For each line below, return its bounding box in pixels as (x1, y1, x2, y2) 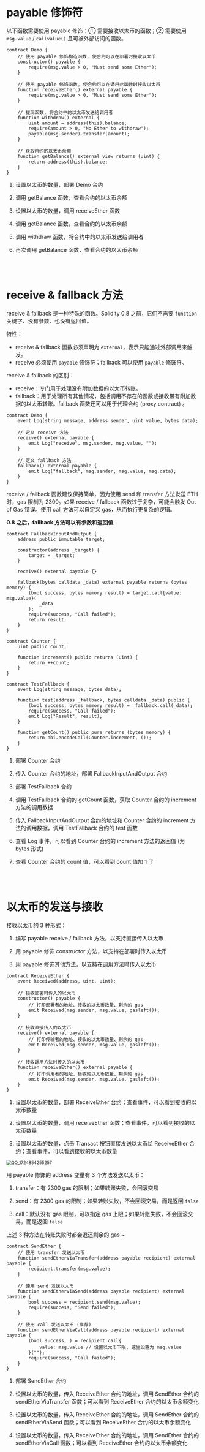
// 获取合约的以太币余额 (17, 148, 72, 154)
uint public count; (17, 643, 67, 649)
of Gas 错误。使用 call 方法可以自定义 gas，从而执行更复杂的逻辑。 (6, 505, 176, 513)
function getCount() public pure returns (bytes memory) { (17, 729, 171, 735)
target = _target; (28, 552, 75, 558)
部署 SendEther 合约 (15, 1377, 67, 1385)
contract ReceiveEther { (6, 972, 70, 979)
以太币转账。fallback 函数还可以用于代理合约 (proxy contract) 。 (26, 399, 188, 407)
